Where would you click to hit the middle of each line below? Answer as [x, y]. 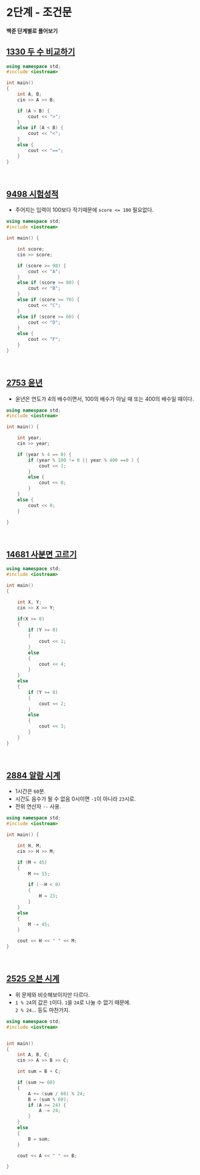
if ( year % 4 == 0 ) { [44, 454]
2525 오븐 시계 [33, 979]
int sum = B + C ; [39, 1072]
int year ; [30, 438]
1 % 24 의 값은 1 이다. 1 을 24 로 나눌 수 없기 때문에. [73, 1002]
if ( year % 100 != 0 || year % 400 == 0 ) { [84, 460]
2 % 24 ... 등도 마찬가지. [43, 1010]
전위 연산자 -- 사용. [38, 807]
